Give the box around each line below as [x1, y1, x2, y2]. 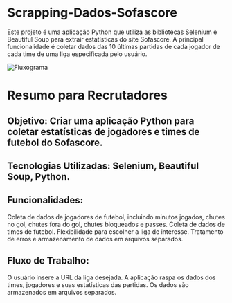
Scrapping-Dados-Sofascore [7, 5, 178, 21]
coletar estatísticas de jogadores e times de [7, 126, 200, 138]
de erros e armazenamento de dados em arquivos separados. [7, 235, 184, 243]
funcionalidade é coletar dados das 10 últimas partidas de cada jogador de [7, 42, 220, 50]
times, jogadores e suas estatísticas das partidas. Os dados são [7, 280, 189, 288]
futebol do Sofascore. [7, 136, 103, 148]
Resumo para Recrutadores [7, 88, 168, 103]
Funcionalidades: [7, 194, 84, 206]
